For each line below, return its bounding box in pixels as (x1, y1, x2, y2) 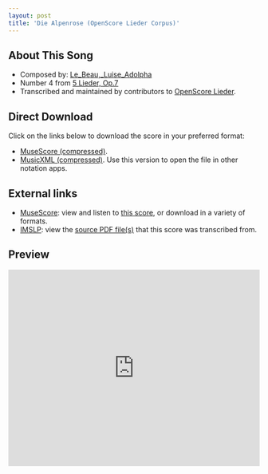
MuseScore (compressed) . (19, 147, 108, 156)
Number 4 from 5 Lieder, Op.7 (19, 78, 119, 88)
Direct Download (8, 109, 93, 124)
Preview (8, 248, 50, 262)
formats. (19, 216, 48, 226)
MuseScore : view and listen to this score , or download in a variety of (19, 207, 246, 217)
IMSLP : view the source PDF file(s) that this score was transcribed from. (19, 224, 258, 234)
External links (8, 187, 78, 200)
